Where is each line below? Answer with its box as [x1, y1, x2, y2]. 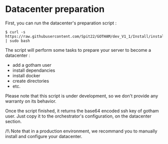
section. [5, 118, 22, 124]
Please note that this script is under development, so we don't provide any [5, 93, 158, 99]
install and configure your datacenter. [5, 133, 82, 139]
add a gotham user [12, 62, 51, 68]
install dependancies [12, 67, 55, 73]
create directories [12, 78, 49, 84]
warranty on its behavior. [5, 98, 56, 104]
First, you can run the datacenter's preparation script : [5, 20, 117, 26]
